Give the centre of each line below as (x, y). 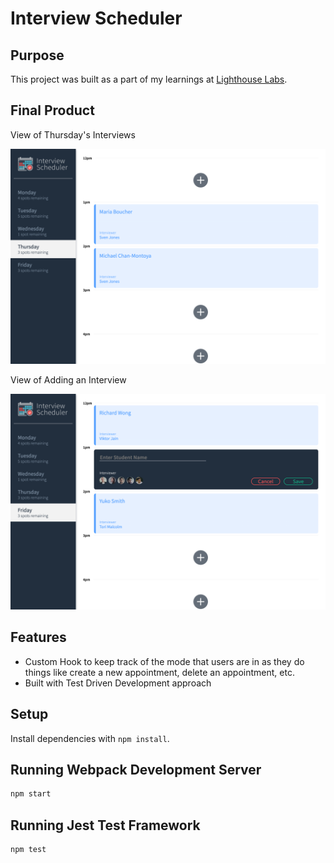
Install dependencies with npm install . (90, 738)
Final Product (52, 110)
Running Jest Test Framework (105, 825)
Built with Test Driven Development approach (118, 683)
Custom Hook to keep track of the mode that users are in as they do (164, 661)
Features (38, 637)
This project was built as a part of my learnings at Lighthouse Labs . (149, 79)
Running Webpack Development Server (136, 769)
